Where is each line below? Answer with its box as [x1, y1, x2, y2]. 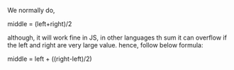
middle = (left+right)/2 [7, 20, 72, 28]
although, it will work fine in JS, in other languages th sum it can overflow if [7, 33, 227, 42]
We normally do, [7, 6, 55, 14]
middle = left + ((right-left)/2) [7, 54, 92, 63]
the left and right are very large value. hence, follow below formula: [7, 41, 204, 49]
